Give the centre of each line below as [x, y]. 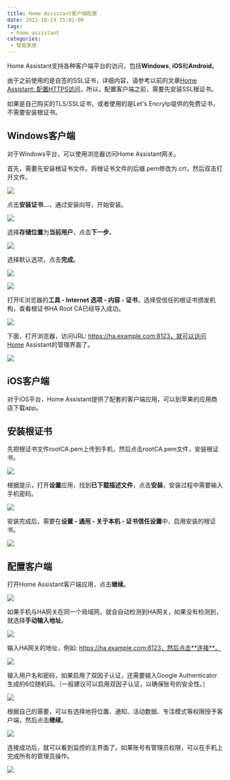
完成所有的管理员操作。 [40, 756]
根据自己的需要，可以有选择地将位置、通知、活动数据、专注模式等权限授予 [112, 711]
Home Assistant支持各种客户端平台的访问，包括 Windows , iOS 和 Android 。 [113, 66]
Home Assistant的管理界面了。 [50, 344]
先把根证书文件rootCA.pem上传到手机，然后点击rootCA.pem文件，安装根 [110, 449]
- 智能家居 [24, 45]
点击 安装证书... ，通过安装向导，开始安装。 [67, 204]
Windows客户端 [41, 136]
